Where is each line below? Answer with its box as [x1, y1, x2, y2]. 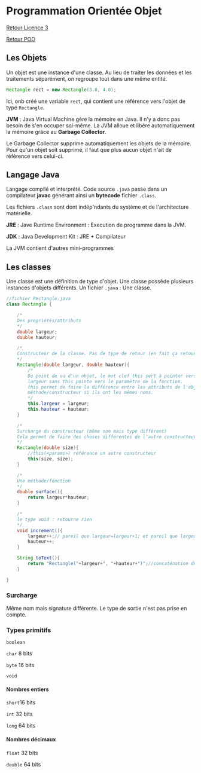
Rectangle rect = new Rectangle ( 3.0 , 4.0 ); [6, 87, 117, 93]
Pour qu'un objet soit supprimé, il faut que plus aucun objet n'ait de [6, 146, 172, 153]
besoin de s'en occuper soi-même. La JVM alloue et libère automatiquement [6, 121, 195, 129]
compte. [6, 611, 27, 618]
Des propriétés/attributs [17, 317, 82, 323]
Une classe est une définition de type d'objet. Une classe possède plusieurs [6, 278, 194, 285]
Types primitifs [6, 626, 51, 634]
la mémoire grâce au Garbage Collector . [6, 128, 106, 135]
